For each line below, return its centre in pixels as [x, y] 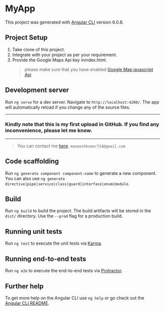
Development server [37, 90]
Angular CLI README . [27, 303]
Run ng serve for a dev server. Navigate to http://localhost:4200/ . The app [82, 102]
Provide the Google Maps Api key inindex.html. [59, 60]
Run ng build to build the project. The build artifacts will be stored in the [78, 211]
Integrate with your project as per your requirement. [65, 55]
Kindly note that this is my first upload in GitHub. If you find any [82, 124]
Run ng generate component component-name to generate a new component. [81, 173]
